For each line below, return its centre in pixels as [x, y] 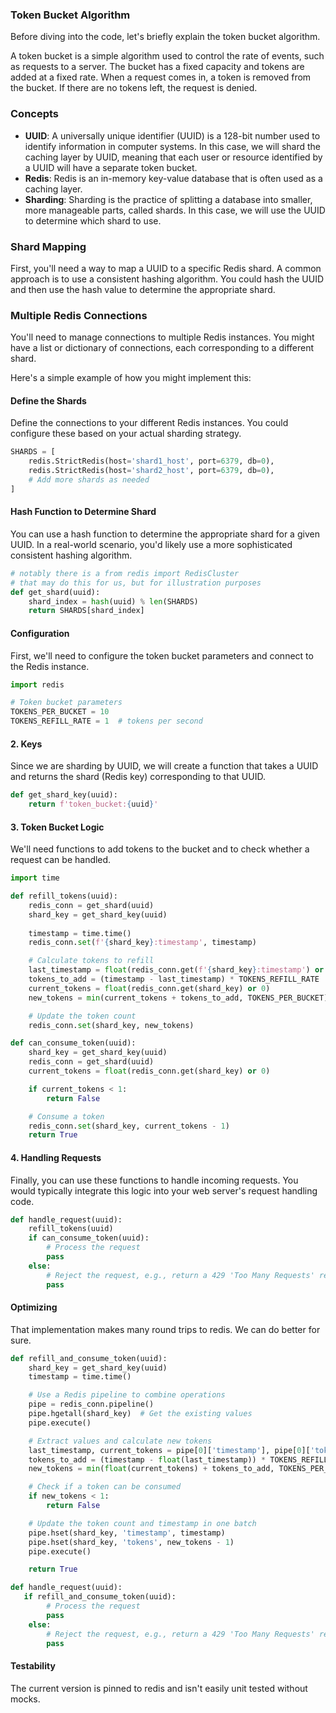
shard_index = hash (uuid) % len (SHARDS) [113, 601]
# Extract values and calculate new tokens [120, 1441]
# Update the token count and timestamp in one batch [142, 1523]
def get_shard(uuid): [55, 592]
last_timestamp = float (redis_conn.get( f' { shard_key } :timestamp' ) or [176, 970]
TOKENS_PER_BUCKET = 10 [60, 712]
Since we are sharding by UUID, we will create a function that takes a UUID [164, 766]
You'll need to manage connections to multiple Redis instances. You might [162, 337]
